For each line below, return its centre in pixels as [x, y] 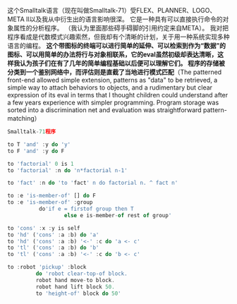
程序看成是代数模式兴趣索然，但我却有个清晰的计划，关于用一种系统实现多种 [119, 37]
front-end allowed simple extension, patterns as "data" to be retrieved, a [113, 80]
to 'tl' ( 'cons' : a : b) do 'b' [53, 248]
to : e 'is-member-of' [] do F [52, 196]
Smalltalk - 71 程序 [32, 132]
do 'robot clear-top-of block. [82, 274]
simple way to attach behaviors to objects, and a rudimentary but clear [110, 87]
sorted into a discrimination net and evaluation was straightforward [105, 110]
